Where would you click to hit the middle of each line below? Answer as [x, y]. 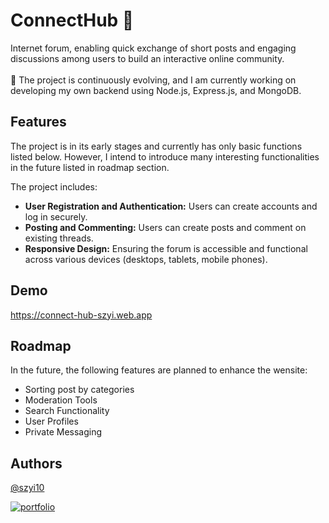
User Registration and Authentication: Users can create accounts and [171, 206]
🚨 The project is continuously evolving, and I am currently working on [153, 80]
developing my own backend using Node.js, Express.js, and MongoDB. [156, 90]
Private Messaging [63, 432]
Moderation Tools [61, 400]
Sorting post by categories [79, 390]
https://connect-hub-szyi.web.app [81, 315]
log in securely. [56, 216]
